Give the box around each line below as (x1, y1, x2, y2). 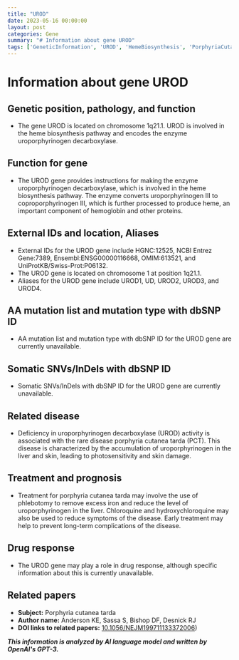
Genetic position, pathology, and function (7, 103, 196, 115)
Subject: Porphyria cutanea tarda (17, 608, 116, 617)
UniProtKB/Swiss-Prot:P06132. (17, 261, 108, 269)
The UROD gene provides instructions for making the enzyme (17, 176, 198, 185)
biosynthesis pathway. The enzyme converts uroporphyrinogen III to (17, 191, 218, 200)
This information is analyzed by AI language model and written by (7, 637, 208, 646)
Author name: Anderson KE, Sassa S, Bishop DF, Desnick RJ (17, 616, 196, 624)
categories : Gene (7, 30, 59, 38)
